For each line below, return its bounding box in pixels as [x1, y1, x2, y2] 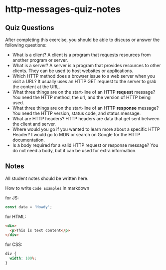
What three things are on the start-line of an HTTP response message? [12, 105, 159, 111]
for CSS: [5, 241, 22, 247]
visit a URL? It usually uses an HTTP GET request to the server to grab [12, 79, 157, 84]
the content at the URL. [12, 84, 60, 90]
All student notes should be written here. [5, 175, 89, 181]
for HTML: [5, 213, 26, 219]
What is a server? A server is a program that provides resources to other [12, 63, 161, 68]
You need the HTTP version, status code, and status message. [12, 110, 141, 116]
